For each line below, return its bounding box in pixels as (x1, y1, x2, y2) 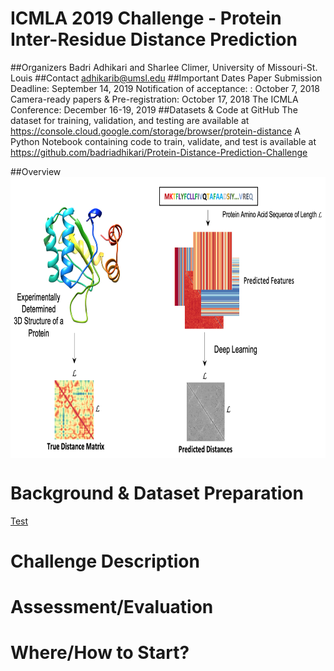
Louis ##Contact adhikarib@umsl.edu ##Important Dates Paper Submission (10, 72, 323, 84)
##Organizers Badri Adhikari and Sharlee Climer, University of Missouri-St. (10, 61, 318, 73)
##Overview (10, 165, 62, 177)
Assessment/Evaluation (10, 596, 214, 619)
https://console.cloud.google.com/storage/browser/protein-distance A (10, 125, 301, 137)
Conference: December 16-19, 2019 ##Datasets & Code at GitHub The (10, 103, 298, 116)
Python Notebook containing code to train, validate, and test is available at (10, 135, 317, 147)
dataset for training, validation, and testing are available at (10, 114, 250, 126)
